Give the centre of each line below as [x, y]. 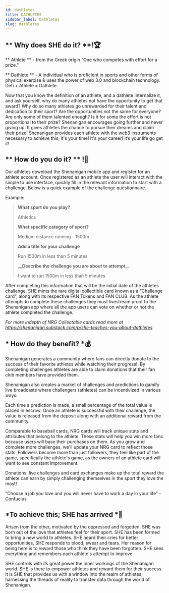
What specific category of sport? [53, 227]
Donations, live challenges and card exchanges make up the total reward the [85, 473]
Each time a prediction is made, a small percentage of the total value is [79, 405]
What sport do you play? [44, 207]
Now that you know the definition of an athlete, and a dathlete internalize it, [83, 95]
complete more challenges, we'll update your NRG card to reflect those [79, 447]
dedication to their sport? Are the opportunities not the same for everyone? [83, 112]
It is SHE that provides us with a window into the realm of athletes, [74, 574]
